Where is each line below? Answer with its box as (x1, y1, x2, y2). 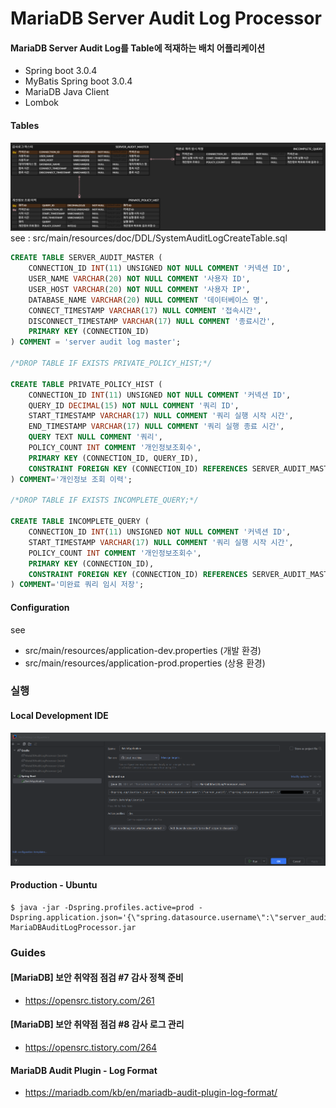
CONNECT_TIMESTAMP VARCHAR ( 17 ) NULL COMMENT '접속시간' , (28, 305, 262, 316)
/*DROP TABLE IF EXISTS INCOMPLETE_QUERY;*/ (10, 495, 199, 506)
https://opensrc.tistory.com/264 (24, 1042, 158, 1054)
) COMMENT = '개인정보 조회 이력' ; (10, 474, 133, 484)
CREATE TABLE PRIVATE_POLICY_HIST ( (10, 379, 163, 389)
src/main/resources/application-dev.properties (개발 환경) (24, 644, 262, 656)
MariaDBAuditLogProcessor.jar (10, 922, 137, 932)
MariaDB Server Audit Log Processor (10, 7, 322, 30)
